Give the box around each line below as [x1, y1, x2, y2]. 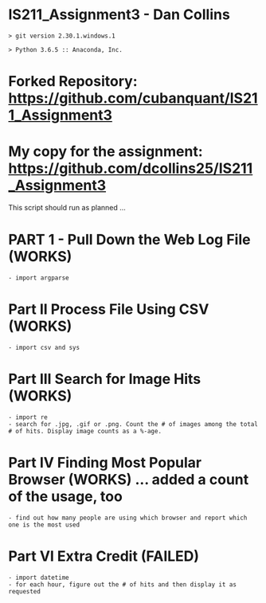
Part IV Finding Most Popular [8, 454, 201, 472]
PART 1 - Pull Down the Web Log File [8, 231, 251, 249]
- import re [8, 413, 48, 421]
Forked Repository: [8, 72, 138, 91]
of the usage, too [8, 487, 123, 506]
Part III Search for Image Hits [8, 370, 201, 388]
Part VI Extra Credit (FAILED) [8, 547, 200, 565]
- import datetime [8, 574, 69, 581]
